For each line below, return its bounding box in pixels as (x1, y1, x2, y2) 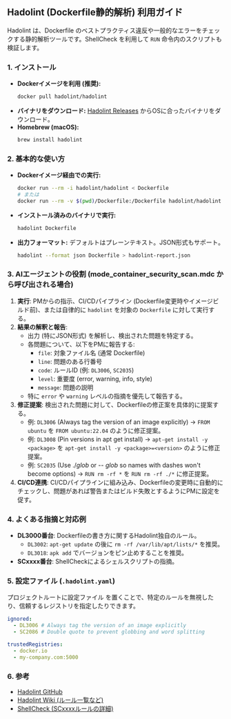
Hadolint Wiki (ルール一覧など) (17, 696, 104, 704)
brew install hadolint (17, 136, 83, 143)
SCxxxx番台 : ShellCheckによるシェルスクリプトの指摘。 (17, 557, 178, 566)
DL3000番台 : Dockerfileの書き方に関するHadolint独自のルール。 (17, 531, 201, 540)
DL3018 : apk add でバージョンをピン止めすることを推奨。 (27, 548, 188, 557)
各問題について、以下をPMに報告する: (27, 340, 136, 348)
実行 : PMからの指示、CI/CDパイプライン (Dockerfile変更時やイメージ (17, 296, 214, 305)
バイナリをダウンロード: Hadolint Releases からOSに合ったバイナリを (17, 106, 215, 115)
